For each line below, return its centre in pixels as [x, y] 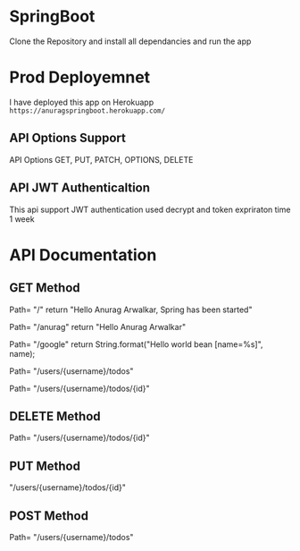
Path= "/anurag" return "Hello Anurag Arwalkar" [97, 326]
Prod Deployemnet [80, 77]
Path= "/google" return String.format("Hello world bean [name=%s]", [136, 344]
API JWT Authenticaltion [79, 188]
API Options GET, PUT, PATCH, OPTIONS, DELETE [101, 159]
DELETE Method [55, 416]
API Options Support [68, 138]
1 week [22, 219]
